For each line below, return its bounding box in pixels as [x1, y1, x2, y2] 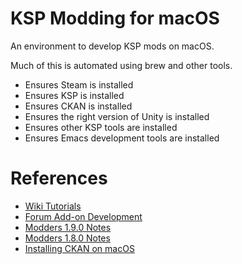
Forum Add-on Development [24, 210, 143, 222]
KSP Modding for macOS [10, 7, 220, 30]
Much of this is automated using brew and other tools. [10, 59, 233, 71]
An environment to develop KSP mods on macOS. [10, 40, 215, 52]
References [10, 167, 108, 190]
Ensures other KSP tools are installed [24, 121, 178, 133]
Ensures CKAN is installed [24, 100, 133, 112]
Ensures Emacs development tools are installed [24, 132, 220, 144]
